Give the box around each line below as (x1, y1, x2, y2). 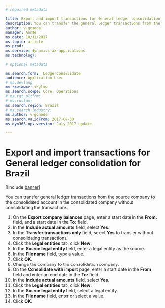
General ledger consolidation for (5, 158, 141, 169)
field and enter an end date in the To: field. (12, 271, 100, 277)
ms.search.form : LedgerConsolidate (5, 71, 81, 76)
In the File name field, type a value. (12, 251, 85, 257)
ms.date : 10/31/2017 (5, 35, 48, 40)
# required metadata (5, 7, 48, 12)
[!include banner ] (5, 184, 41, 190)
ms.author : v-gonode (5, 112, 48, 117)
